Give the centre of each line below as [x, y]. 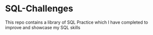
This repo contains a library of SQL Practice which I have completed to [77, 22]
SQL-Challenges [39, 9]
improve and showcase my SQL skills [43, 27]
